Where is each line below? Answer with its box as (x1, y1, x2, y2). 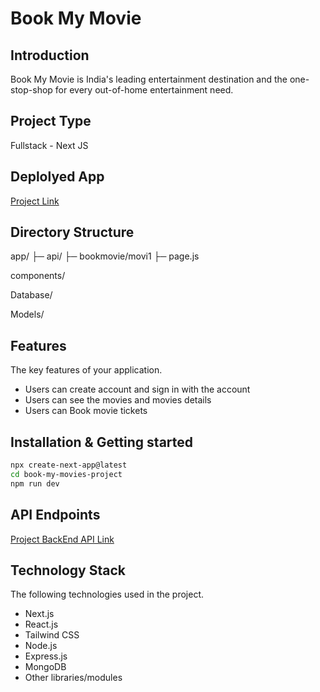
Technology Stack (10, 562, 126, 579)
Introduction (10, 47, 90, 64)
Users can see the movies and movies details (24, 394, 212, 406)
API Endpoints (10, 507, 101, 524)
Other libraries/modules (24, 672, 123, 684)
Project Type (10, 113, 92, 130)
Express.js (24, 650, 68, 662)
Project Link (10, 195, 60, 207)
